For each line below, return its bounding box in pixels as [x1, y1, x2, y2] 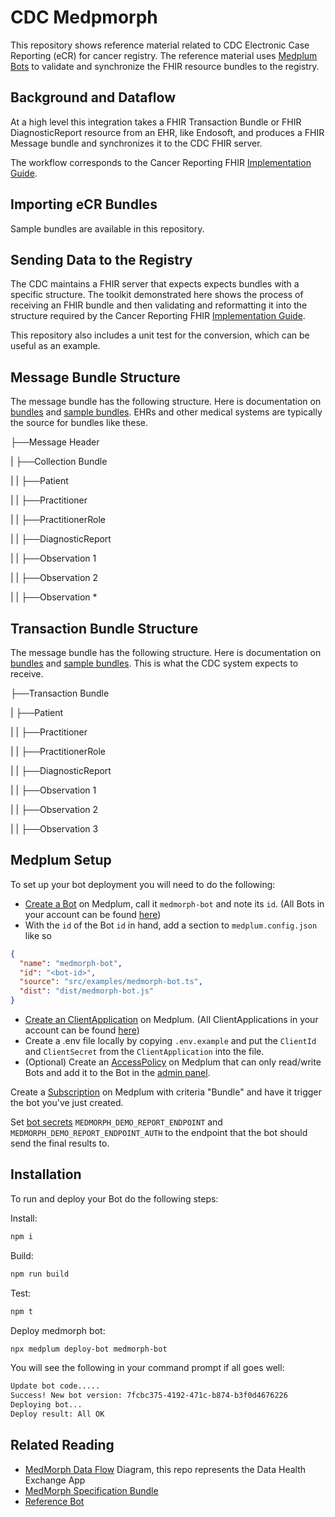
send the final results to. [10, 1137, 110, 1150]
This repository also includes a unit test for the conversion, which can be [10, 329, 310, 341]
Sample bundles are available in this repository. [10, 222, 205, 235]
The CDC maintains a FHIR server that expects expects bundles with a [10, 278, 300, 290]
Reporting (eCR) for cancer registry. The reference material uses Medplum [10, 49, 318, 61]
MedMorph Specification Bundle [24, 1484, 159, 1496]
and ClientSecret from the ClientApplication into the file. [24, 1046, 265, 1058]
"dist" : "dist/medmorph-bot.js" [19, 986, 155, 996]
